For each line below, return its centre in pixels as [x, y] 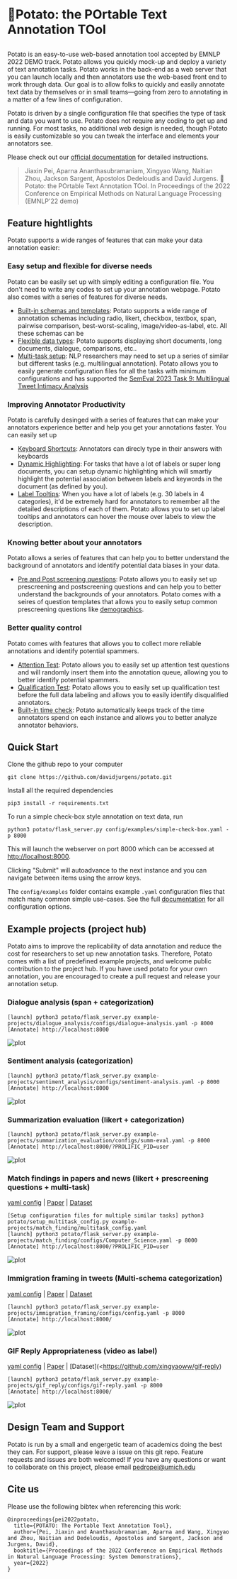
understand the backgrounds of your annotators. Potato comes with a [119, 594]
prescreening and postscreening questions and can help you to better [119, 587]
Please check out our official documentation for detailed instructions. [108, 157]
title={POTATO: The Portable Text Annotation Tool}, [93, 1526]
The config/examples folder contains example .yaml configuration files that [116, 892]
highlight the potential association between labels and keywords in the [120, 479]
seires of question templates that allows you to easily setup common [117, 602]
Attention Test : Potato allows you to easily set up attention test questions [123, 665]
